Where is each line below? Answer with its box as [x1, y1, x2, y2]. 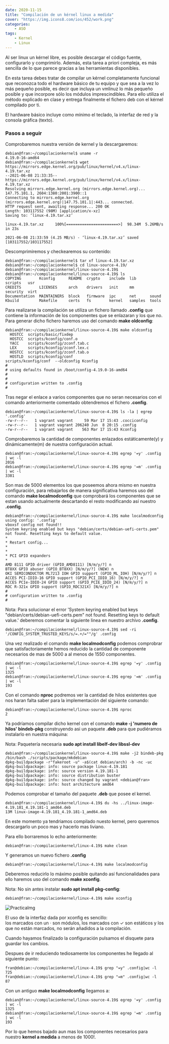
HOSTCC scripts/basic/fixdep [10, 332, 73, 337]
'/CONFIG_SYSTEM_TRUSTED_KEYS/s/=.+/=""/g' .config [5, 632, 116, 637]
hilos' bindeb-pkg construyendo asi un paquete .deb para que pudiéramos [5, 726, 162, 732]
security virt [5, 289, 37, 294]
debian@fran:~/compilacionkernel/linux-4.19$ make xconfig [5, 896, 132, 901]
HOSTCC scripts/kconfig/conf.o [10, 336, 78, 342]
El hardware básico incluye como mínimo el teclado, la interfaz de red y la [5, 111, 158, 118]
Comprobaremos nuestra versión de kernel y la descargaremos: [5, 141, 138, 147]
